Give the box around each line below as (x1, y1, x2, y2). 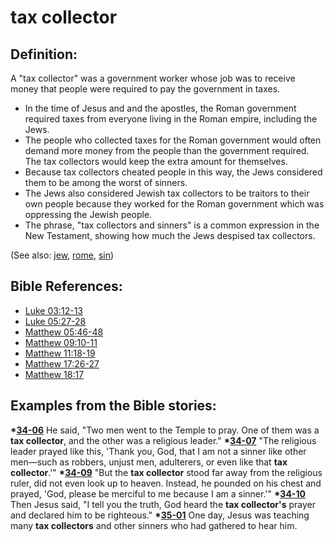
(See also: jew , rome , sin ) (10, 249, 115, 261)
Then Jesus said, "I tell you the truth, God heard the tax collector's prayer (10, 498, 316, 510)
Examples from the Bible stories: (10, 397, 217, 415)
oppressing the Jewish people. (24, 209, 153, 220)
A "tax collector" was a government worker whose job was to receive (10, 72, 296, 84)
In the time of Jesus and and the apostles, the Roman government (24, 102, 297, 114)
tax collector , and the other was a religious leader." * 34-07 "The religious (10, 434, 317, 446)
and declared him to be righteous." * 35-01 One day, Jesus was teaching (10, 509, 310, 521)
